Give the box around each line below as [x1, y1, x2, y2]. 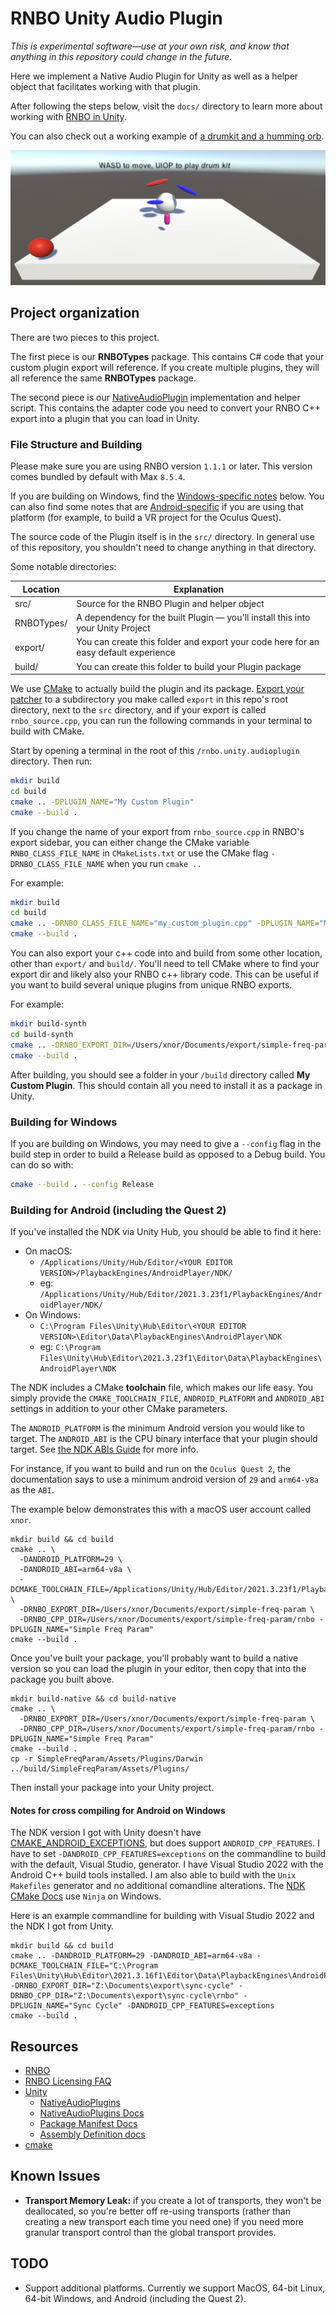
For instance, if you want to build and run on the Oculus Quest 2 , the [10, 1463, 292, 1475]
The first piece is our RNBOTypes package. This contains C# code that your [10, 350, 325, 362]
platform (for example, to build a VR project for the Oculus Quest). [10, 512, 282, 524]
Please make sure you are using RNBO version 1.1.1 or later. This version [10, 460, 313, 472]
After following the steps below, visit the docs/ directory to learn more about [10, 100, 323, 112]
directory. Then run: [10, 755, 93, 767]
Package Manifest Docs [39, 2118, 138, 2130]
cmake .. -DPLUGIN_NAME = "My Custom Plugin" [10, 797, 195, 807]
